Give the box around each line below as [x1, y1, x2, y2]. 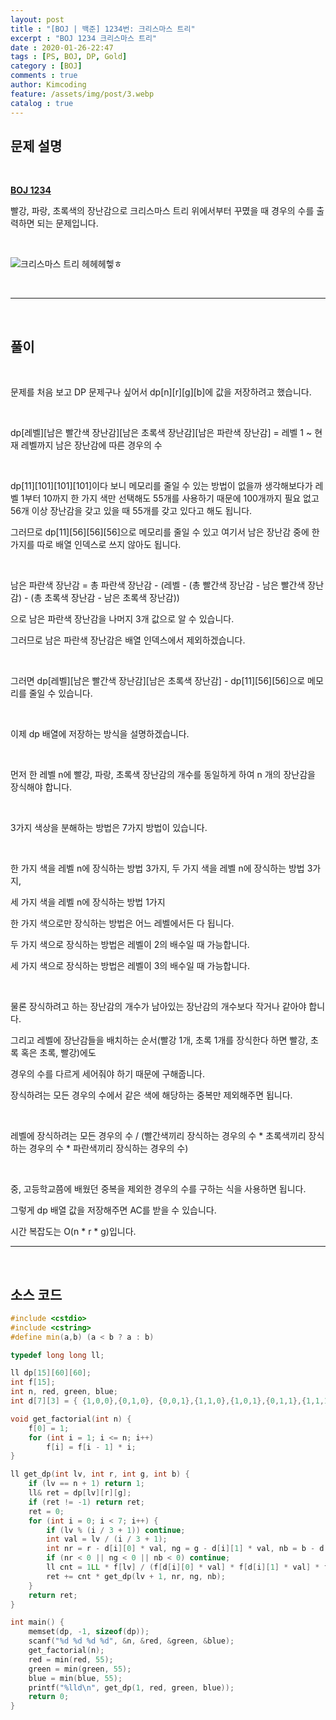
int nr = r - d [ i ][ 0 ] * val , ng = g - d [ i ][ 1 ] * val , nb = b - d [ [46, 1544, 329, 1554]
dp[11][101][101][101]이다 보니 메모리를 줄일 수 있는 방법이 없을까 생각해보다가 [10, 480, 313, 492]
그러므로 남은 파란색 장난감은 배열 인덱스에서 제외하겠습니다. [10, 634, 246, 646]
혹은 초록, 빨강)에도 [20, 1047, 97, 1059]
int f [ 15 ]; [10, 1377, 56, 1388]
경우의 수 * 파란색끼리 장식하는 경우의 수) [28, 1142, 189, 1155]
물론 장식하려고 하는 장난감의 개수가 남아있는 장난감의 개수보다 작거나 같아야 [10, 1001, 307, 1013]
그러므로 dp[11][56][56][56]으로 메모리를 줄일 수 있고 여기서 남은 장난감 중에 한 [10, 526, 320, 538]
